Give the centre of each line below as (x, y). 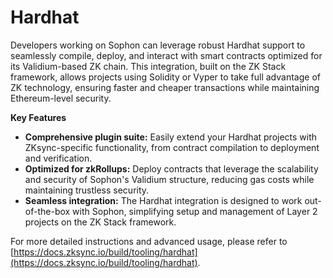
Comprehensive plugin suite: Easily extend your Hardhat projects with (171, 137)
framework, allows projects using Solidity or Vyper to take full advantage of (165, 77)
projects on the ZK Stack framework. (100, 222)
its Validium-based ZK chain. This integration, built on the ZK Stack (148, 66)
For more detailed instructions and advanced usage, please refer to (149, 241)
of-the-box (47, 211)
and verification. (58, 158)
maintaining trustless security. (87, 190)
